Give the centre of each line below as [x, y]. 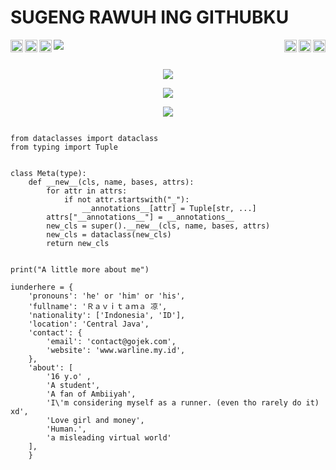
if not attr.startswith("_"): [126, 199]
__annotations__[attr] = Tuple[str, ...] [169, 208]
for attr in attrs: [87, 191]
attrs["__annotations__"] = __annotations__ [140, 217]
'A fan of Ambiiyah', [91, 394]
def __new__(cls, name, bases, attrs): [111, 182]
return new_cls [78, 243]
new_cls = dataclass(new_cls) [109, 234]
